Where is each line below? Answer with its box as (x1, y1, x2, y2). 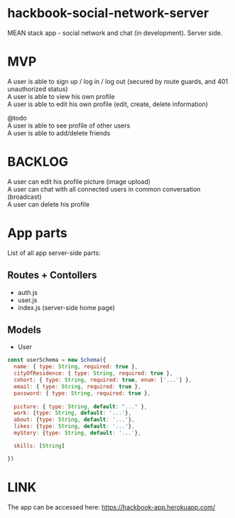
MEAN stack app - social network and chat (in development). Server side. (7, 29, 223, 37)
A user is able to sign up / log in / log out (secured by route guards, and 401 (7, 77, 229, 86)
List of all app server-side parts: (7, 248, 101, 257)
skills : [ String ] (13, 442, 65, 450)
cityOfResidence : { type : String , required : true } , (13, 370, 173, 377)
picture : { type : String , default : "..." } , (13, 403, 148, 410)
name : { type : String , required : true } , (13, 363, 138, 371)
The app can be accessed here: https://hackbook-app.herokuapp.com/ (7, 502, 216, 511)
